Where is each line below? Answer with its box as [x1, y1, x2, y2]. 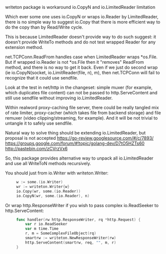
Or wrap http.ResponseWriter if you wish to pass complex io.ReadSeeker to [5, 202, 159, 208]
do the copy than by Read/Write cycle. [5, 24, 83, 30]
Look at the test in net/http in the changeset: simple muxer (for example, [5, 85, 153, 90]
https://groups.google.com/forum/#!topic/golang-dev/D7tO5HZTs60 [5, 140, 145, 146]
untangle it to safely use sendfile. [5, 121, 73, 126]
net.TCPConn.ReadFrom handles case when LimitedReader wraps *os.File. [5, 54, 158, 60]
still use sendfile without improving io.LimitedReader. [5, 95, 113, 101]
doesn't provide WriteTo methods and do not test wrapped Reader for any [5, 39, 156, 45]
